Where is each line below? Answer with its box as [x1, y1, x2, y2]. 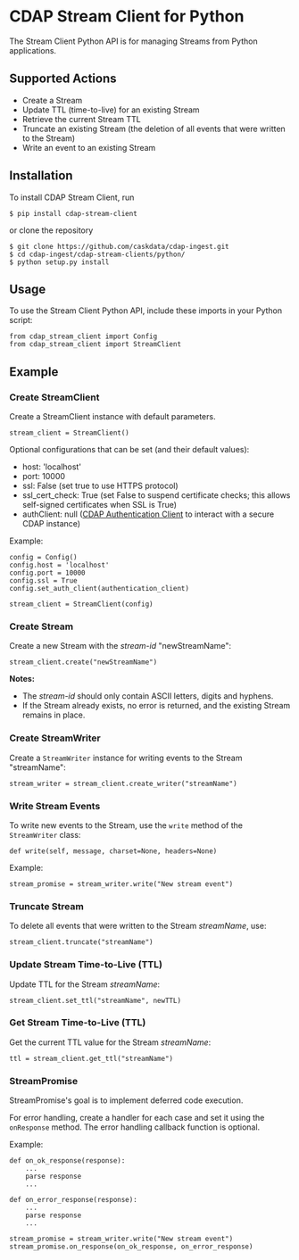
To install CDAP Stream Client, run [9, 192, 135, 203]
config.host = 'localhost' [9, 560, 110, 570]
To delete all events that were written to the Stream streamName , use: [9, 921, 267, 932]
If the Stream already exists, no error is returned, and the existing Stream [21, 700, 291, 711]
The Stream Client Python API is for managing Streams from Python [9, 36, 258, 46]
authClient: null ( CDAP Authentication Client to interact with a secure [21, 509, 275, 519]
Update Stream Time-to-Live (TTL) [9, 958, 163, 971]
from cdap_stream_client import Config [9, 332, 158, 341]
